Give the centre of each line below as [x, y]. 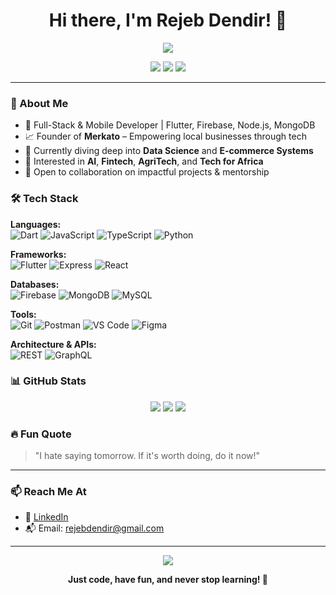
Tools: [23, 314]
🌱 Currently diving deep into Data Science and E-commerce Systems [169, 151]
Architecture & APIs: [53, 344]
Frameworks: [38, 254]
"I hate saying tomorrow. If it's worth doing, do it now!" [147, 456]
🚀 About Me [39, 103]
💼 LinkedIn [46, 517]
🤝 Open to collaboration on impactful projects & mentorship [147, 172]
